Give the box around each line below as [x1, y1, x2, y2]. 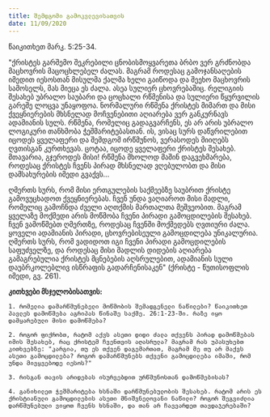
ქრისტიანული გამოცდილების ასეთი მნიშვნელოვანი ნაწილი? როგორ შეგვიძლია [8, 394, 255, 402]
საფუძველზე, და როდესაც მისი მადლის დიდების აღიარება [8, 245, 212, 255]
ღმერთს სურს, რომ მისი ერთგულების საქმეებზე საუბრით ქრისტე [8, 185, 231, 194]
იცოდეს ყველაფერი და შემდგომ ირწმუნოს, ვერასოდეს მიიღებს [8, 134, 229, 144]
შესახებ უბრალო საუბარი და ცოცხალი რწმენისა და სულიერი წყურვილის [8, 91, 260, 101]
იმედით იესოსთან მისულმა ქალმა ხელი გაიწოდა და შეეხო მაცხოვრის [8, 74, 251, 84]
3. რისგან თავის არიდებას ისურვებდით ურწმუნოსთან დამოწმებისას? [8, 373, 230, 381]
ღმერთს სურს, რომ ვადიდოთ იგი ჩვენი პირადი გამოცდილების [8, 236, 226, 246]
